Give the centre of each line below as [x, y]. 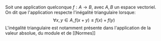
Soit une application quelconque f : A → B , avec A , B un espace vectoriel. [81, 7]
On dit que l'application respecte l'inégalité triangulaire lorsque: [70, 12]
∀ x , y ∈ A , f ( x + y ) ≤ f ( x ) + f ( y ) [84, 20]
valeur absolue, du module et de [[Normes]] [50, 33]
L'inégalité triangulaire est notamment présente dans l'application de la [78, 28]
